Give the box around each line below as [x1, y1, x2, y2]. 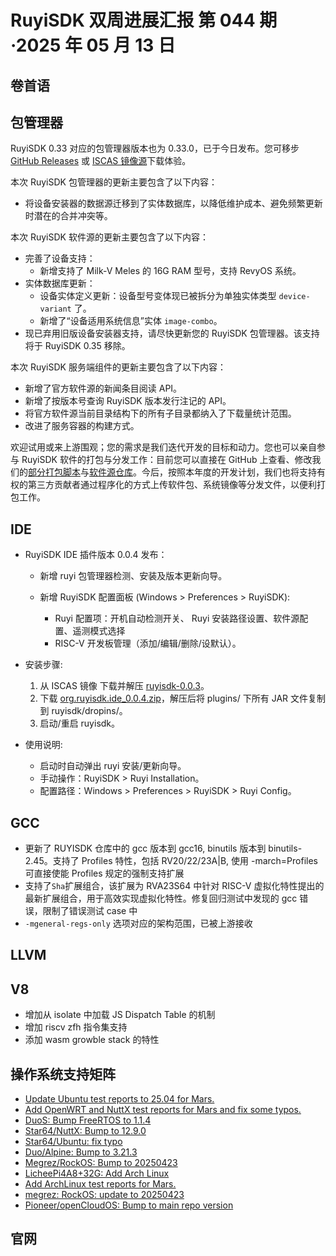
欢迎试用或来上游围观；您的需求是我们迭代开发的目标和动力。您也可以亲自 [10, 441, 317, 453]
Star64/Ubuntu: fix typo [24, 1136, 123, 1148]
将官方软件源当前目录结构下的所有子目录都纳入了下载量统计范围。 [24, 407, 297, 420]
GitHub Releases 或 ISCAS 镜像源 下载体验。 [10, 155, 192, 167]
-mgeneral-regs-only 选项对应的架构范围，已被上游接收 [24, 917, 253, 930]
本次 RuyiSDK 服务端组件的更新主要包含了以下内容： [10, 361, 227, 373]
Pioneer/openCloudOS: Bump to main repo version [24, 1199, 234, 1211]
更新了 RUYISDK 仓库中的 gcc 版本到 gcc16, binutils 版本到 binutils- [24, 842, 303, 855]
